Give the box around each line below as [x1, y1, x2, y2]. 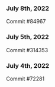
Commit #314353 [6, 46, 48, 53]
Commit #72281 [6, 75, 45, 82]
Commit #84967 [6, 18, 46, 25]
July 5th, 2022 [6, 33, 49, 41]
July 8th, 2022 [6, 4, 49, 13]
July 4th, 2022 [6, 61, 50, 70]
